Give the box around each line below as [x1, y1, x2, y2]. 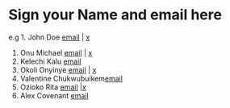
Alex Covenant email [19, 90, 89, 100]
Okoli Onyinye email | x [19, 64, 97, 74]
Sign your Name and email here [8, 6, 222, 24]
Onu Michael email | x [19, 48, 93, 57]
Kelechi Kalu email [19, 56, 82, 66]
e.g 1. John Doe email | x [8, 32, 90, 42]
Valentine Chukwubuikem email [19, 73, 123, 83]
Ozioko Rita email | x [19, 82, 86, 92]
